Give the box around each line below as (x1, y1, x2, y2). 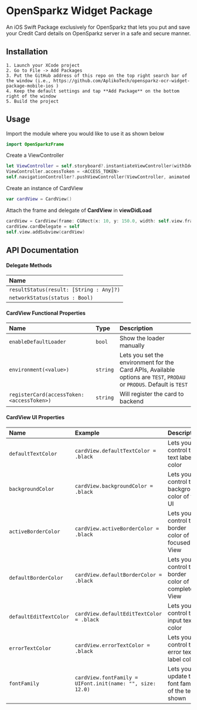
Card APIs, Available (119, 366, 175, 374)
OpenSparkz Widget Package (6, 4, 153, 18)
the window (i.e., (6, 78, 51, 83)
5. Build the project (6, 98, 59, 104)
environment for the (119, 358, 174, 366)
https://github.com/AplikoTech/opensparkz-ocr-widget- (53, 78, 191, 83)
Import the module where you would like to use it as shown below (6, 130, 165, 137)
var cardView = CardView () (6, 196, 72, 202)
